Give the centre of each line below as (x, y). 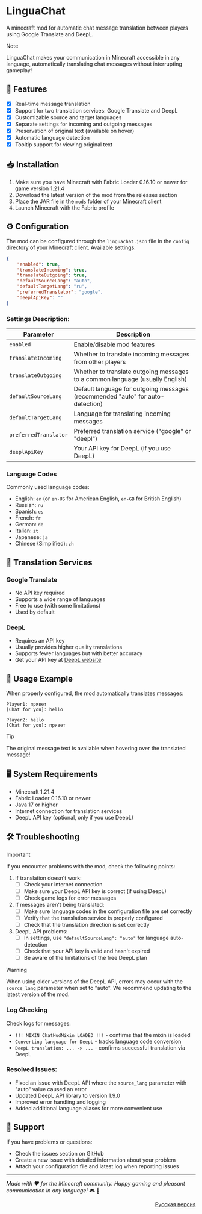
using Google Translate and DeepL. (50, 34)
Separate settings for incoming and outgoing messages (84, 124)
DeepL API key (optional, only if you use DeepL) (74, 817)
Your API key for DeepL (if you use (122, 448)
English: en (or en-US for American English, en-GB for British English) (98, 499)
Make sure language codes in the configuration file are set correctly (108, 911)
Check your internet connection (63, 884)
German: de (29, 525)
